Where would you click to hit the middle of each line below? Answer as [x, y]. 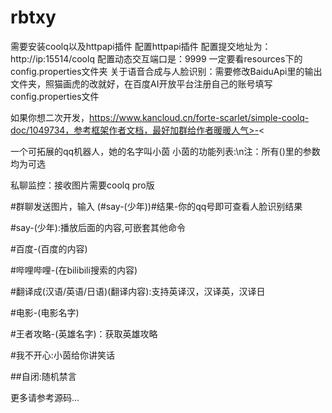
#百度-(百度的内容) [49, 248]
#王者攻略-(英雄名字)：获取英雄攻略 [84, 333]
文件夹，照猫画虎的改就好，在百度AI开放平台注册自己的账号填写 [141, 83]
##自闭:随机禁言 [43, 376]
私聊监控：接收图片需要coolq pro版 [82, 185]
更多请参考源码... [45, 397]
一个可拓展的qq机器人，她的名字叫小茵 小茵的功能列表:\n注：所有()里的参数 [165, 151]
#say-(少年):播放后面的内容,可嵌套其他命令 [98, 227]
